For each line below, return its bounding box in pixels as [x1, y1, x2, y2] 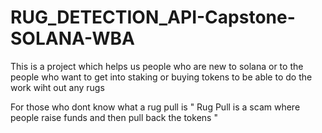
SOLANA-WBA [10, 27, 135, 50]
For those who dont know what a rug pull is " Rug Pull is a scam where [10, 101, 301, 113]
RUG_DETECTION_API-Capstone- [10, 6, 296, 29]
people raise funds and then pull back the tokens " [10, 111, 218, 123]
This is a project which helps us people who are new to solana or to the [10, 60, 304, 72]
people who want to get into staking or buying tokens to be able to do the [10, 71, 313, 83]
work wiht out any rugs [10, 81, 105, 93]
